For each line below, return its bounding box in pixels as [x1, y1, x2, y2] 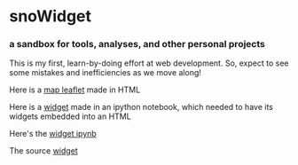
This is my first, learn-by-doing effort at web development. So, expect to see [9, 58, 289, 68]
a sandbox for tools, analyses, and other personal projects [9, 38, 266, 51]
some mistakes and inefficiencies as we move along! [9, 67, 202, 78]
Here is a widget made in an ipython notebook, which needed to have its [9, 102, 273, 113]
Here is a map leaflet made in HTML [9, 84, 141, 95]
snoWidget [9, 6, 91, 27]
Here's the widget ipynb [9, 129, 98, 139]
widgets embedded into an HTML [9, 111, 131, 122]
